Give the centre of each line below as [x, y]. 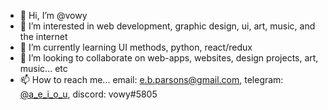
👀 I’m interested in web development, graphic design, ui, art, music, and [167, 26]
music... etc [43, 68]
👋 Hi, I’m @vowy [53, 15]
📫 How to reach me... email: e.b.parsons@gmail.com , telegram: [151, 79]
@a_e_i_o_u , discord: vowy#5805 [88, 94]
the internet [43, 36]
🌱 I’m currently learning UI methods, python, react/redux [136, 47]
